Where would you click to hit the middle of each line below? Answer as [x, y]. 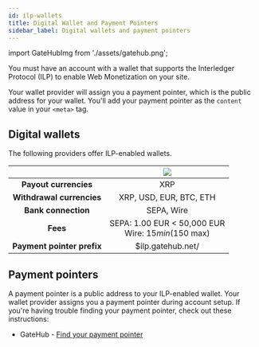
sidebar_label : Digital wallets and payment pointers [100, 30]
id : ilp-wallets [35, 16]
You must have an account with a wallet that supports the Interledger [122, 68]
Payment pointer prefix [57, 246]
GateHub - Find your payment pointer [81, 334]
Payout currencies [57, 185]
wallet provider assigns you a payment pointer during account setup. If [124, 302]
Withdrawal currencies [57, 197]
